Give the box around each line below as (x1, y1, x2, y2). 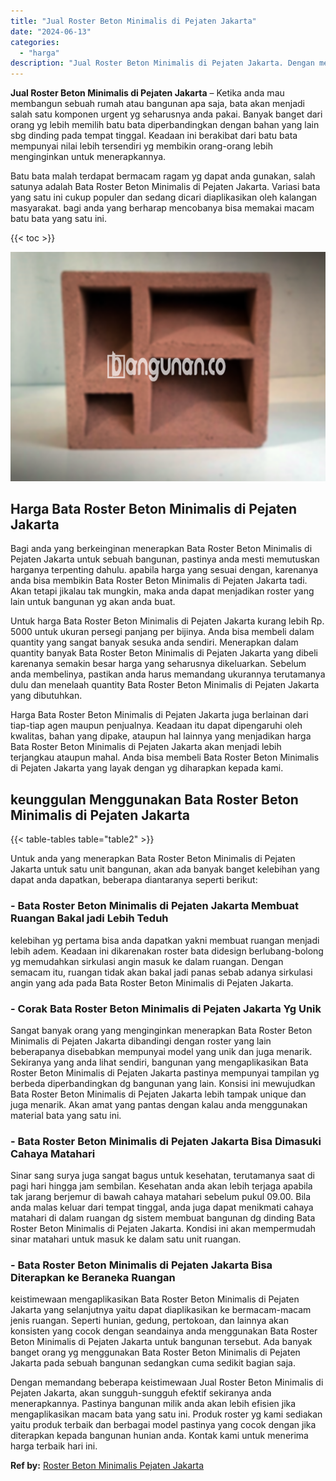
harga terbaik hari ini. (10, 1440, 98, 1452)
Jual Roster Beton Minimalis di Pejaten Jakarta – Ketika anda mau (10, 87, 285, 99)
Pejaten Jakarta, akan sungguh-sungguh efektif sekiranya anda (10, 1387, 272, 1399)
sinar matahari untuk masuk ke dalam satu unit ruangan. (10, 1233, 242, 1245)
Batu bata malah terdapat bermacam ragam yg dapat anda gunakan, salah (10, 170, 316, 182)
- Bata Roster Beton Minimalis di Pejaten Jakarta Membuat (10, 899, 300, 913)
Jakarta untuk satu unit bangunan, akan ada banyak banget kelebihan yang (10, 863, 320, 875)
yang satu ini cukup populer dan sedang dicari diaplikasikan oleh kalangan (10, 191, 318, 204)
